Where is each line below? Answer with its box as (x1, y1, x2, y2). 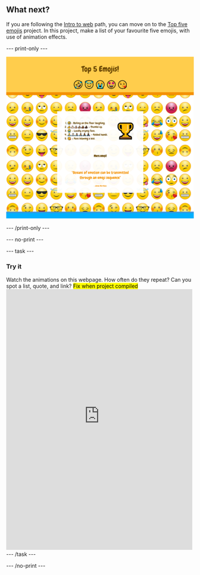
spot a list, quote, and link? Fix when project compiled (6, 282, 138, 290)
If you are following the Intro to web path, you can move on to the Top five (6, 20, 187, 27)
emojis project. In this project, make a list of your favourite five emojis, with (6, 27, 190, 34)
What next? (6, 5, 50, 15)
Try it (6, 262, 22, 271)
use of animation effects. (6, 33, 67, 41)
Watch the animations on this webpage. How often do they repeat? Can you (6, 276, 192, 283)
